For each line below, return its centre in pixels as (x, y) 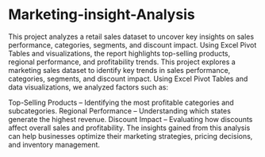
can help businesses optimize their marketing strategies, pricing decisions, (131, 136)
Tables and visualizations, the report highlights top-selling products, (119, 53)
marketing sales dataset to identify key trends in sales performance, (119, 70)
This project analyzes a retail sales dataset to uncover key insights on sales (131, 36)
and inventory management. (54, 144)
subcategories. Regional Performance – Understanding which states (120, 111)
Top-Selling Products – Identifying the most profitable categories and (121, 102)
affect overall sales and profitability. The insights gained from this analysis (129, 128)
